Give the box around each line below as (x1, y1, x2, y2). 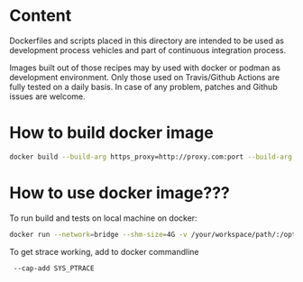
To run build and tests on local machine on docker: (9, 213, 197, 223)
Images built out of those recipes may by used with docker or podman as (9, 62, 281, 73)
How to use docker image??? (9, 182, 230, 203)
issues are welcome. (9, 91, 86, 102)
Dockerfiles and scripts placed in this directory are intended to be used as (9, 35, 284, 46)
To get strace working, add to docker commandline (9, 246, 199, 257)
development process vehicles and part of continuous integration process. (9, 44, 287, 55)
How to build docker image (9, 123, 214, 143)
